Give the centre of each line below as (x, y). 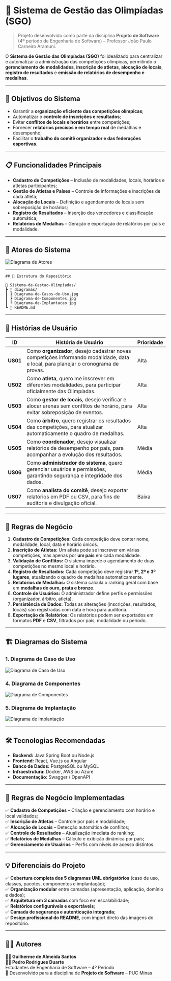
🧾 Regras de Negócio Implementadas (65, 798)
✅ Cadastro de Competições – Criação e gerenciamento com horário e (80, 810)
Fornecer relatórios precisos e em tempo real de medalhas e (77, 127)
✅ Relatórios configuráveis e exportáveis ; (50, 906)
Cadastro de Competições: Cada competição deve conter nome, (81, 539)
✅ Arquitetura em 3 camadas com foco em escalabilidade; (67, 900)
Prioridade (150, 343)
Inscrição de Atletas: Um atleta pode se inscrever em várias (76, 550)
